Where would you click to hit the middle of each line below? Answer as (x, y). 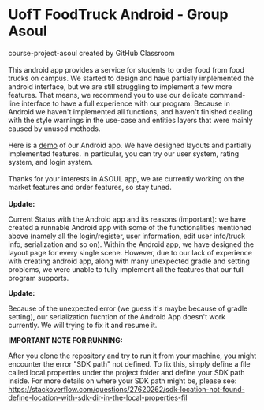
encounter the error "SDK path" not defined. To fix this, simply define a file (129, 363)
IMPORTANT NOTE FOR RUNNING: (66, 340)
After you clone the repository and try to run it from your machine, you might (132, 356)
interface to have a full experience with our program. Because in (126, 103)
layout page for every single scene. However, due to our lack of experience (130, 252)
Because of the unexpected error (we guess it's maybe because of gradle (128, 308)
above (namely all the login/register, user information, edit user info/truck (127, 236)
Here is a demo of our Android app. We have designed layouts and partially (130, 145)
